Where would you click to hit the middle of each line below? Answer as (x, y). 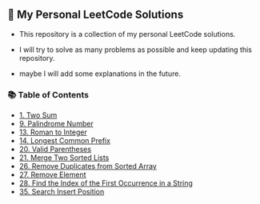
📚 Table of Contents (48, 94)
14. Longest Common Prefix (65, 141)
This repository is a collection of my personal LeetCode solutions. (127, 34)
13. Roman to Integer (53, 132)
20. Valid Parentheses (55, 150)
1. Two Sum (38, 115)
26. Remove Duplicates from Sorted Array (88, 166)
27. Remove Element (52, 175)
